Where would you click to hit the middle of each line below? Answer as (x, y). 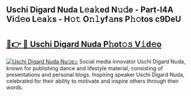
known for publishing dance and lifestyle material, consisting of (85, 68)
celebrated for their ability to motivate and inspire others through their (92, 81)
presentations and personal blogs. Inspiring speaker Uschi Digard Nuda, (95, 75)
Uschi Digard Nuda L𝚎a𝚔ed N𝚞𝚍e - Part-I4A (90, 10)
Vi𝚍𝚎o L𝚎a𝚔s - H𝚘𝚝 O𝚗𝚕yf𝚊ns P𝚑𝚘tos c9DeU (94, 19)
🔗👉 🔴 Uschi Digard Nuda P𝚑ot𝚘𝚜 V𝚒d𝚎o (84, 44)
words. (15, 87)
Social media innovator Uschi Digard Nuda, (132, 61)
